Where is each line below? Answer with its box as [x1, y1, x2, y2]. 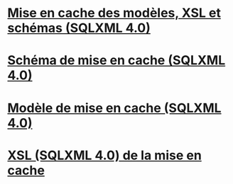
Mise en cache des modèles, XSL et [7, 5, 222, 21]
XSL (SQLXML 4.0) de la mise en [7, 147, 202, 163]
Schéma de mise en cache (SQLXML [7, 52, 226, 69]
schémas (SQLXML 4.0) [7, 20, 151, 36]
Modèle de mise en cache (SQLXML [7, 100, 222, 116]
